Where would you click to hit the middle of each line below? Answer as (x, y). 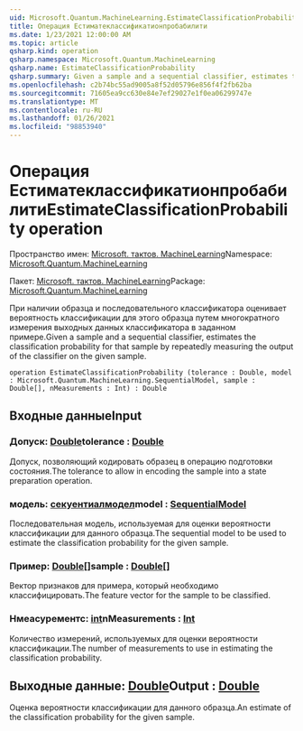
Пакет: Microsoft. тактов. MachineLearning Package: (107, 281)
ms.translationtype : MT (54, 102)
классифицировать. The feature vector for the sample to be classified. (140, 596)
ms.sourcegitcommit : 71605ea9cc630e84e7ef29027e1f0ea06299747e (131, 93)
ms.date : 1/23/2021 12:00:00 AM (70, 34)
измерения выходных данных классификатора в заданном (123, 327)
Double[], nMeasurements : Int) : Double (88, 388)
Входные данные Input (76, 416)
